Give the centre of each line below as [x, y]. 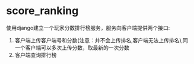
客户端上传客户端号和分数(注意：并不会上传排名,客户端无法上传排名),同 [101, 40]
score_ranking [42, 11]
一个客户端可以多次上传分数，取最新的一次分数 [72, 48]
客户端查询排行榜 [36, 55]
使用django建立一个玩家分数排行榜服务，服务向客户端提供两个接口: [88, 28]
